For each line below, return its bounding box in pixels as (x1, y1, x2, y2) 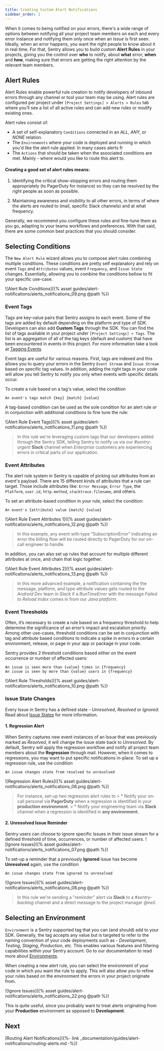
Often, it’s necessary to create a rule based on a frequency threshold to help (5, 620, 159, 626)
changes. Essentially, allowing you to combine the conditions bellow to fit (5, 271, 153, 277)
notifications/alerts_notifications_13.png (5, 571, 85, 576)
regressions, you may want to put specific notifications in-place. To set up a (5, 755, 158, 761)
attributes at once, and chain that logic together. (5, 556, 102, 562)
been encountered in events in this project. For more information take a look (5, 341, 158, 347)
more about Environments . (5, 953, 59, 959)
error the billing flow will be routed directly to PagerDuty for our (17, 536, 145, 542)
